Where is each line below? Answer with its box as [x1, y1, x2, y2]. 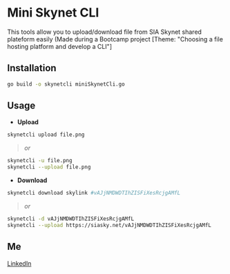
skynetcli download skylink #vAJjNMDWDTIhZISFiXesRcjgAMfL [7, 190, 181, 197]
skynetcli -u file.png [7, 157, 73, 164]
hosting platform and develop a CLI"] [7, 42, 113, 50]
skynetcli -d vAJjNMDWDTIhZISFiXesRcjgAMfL [7, 215, 135, 222]
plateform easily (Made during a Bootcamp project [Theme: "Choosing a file [7, 35, 223, 43]
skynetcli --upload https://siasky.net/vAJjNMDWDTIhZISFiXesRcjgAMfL [7, 222, 212, 228]
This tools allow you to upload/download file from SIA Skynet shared [7, 28, 202, 36]
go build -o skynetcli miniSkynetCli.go [7, 81, 126, 88]
